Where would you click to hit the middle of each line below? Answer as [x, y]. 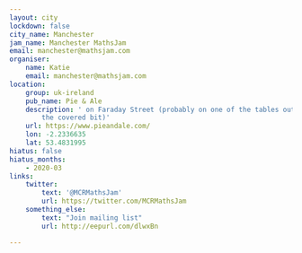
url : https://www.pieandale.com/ [88, 126]
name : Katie [48, 68]
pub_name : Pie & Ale [64, 101]
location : [28, 84]
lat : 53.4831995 [56, 143]
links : [22, 176]
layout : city [34, 17]
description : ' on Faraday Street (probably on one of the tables [152, 109]
